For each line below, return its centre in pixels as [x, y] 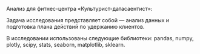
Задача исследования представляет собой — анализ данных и [88, 20]
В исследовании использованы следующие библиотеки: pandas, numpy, [100, 38]
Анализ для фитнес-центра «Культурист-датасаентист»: [79, 9]
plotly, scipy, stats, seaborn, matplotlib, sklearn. [66, 45]
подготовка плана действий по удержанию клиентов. [75, 27]
